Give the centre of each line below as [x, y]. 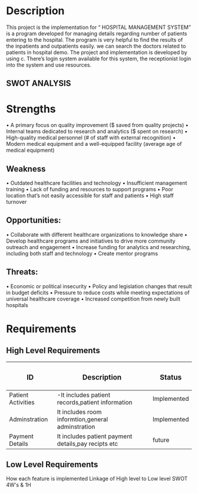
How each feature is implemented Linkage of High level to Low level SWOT [97, 479]
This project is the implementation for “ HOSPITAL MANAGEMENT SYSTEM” [99, 27]
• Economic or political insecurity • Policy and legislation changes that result [99, 286]
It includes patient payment [95, 436]
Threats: [22, 272]
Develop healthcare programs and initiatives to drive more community [91, 241]
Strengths [31, 109]
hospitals [17, 305]
